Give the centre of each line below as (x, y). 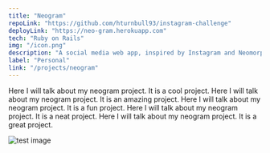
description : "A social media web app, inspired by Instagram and (122, 53)
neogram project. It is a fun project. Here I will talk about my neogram (123, 107)
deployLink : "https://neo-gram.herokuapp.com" (88, 30)
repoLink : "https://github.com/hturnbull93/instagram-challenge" (120, 23)
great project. (31, 124)
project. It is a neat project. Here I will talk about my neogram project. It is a (133, 116)
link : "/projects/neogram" (53, 68)
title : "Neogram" (37, 16)
